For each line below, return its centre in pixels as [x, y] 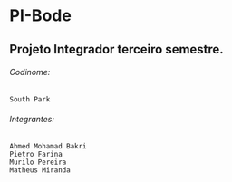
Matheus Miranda [40, 170]
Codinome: [30, 72]
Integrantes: [32, 120]
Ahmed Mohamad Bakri [48, 146]
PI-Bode [41, 16]
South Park [30, 99]
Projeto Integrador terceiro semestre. [116, 49]
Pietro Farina [36, 154]
